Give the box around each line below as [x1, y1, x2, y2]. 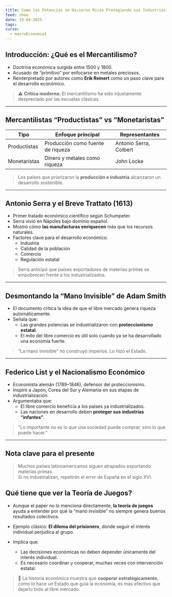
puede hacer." [17, 430, 48, 436]
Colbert [115, 146, 134, 153]
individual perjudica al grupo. [12, 529, 74, 535]
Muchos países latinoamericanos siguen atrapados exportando [17, 463, 151, 469]
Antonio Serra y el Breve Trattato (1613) [5, 199, 133, 208]
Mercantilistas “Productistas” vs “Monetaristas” [5, 116, 165, 124]
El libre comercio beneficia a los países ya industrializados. [20, 403, 145, 409]
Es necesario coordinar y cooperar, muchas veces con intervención [20, 559, 163, 566]
